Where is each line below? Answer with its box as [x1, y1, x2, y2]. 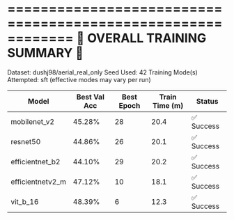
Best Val [76, 92, 104, 102]
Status [196, 96, 219, 106]
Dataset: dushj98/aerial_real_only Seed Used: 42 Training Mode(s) [7, 68, 198, 77]
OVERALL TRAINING [86, 31, 207, 46]
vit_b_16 [10, 196, 39, 206]
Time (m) [152, 100, 184, 110]
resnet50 [10, 136, 41, 146]
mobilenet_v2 [10, 116, 54, 126]
